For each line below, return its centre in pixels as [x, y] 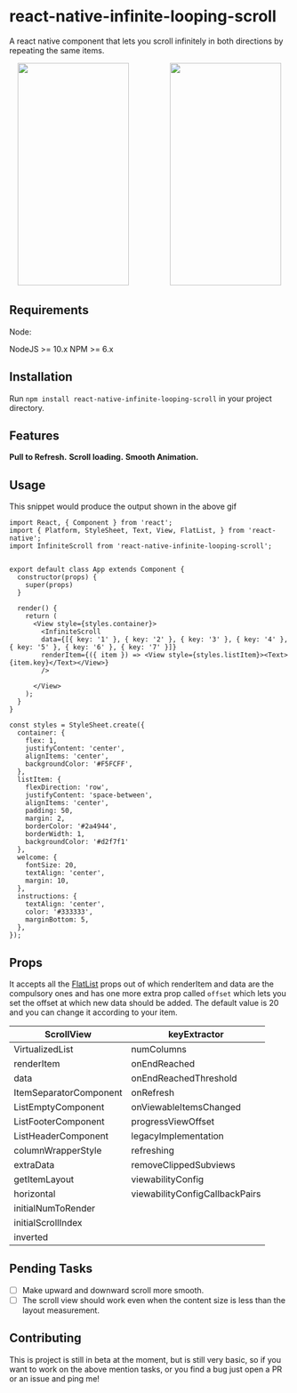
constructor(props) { [57, 577]
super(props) [49, 585]
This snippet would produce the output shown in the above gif [123, 507]
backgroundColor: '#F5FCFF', [79, 764]
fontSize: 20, [51, 866]
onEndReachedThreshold [184, 1078]
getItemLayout [44, 1179]
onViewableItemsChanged [186, 1107]
